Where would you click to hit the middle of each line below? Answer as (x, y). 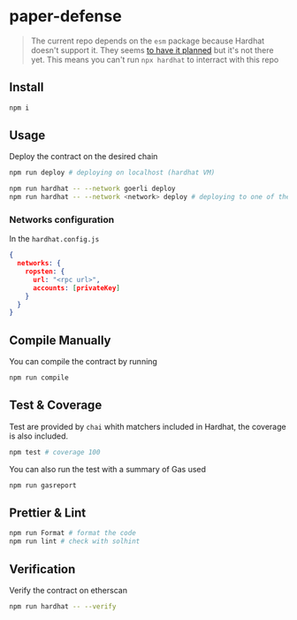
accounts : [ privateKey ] (76, 288)
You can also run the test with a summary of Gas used (107, 469)
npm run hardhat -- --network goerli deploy (92, 189)
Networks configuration (62, 219)
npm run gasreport (43, 485)
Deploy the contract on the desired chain (84, 157)
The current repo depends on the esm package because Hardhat (148, 41)
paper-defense (65, 16)
